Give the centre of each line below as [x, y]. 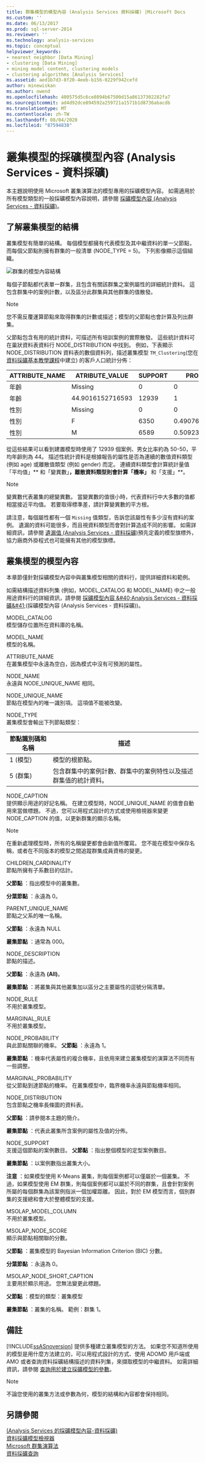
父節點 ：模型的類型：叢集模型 [45, 1296]
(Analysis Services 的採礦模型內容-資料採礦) [62, 1431]
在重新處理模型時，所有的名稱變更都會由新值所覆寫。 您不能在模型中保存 [98, 843]
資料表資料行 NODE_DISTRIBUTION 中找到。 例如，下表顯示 [98, 345]
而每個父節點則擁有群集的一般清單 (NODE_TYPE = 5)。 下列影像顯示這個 [97, 250]
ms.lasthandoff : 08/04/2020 [42, 120]
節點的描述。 [22, 961]
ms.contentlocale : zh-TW [38, 114]
